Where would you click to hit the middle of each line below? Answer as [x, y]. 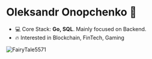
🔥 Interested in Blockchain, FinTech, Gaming [70, 38]
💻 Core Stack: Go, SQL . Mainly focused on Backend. [81, 29]
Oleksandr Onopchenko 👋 [71, 12]
